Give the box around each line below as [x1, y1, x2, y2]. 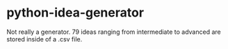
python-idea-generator [6, 5, 144, 21]
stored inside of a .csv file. [6, 35, 83, 43]
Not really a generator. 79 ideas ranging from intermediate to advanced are [6, 28, 221, 36]
